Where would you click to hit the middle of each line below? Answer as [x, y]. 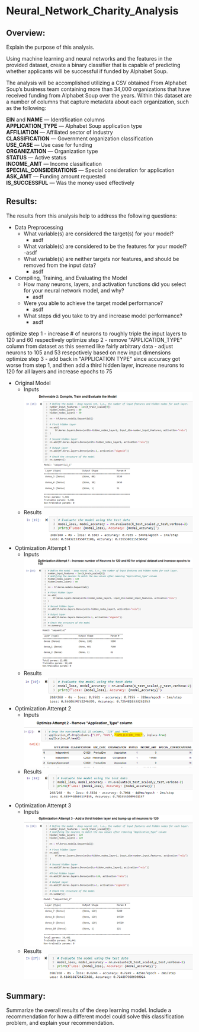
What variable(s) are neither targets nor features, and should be [101, 259]
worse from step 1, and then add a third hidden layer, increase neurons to [95, 365]
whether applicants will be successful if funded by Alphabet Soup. [87, 71]
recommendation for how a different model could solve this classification [95, 1017]
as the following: [26, 108]
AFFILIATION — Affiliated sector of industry [60, 132]
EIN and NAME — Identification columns [56, 119]
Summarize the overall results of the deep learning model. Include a [89, 1010]
